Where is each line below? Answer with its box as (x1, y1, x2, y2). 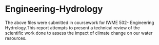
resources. (5, 35, 27, 41)
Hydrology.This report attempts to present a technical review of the (5, 24, 140, 30)
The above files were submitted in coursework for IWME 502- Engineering (5, 20, 155, 25)
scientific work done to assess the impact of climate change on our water (5, 30, 153, 36)
